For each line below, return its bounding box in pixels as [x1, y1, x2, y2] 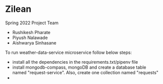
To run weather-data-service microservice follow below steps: [5, 49, 132, 55]
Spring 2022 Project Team [5, 20, 59, 26]
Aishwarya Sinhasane [12, 40, 57, 45]
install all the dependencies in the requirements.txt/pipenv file [12, 59, 138, 65]
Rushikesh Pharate [12, 29, 51, 35]
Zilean [5, 3, 32, 15]
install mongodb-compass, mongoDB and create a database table [12, 64, 147, 70]
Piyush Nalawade [12, 35, 48, 41]
